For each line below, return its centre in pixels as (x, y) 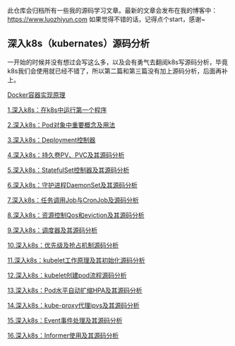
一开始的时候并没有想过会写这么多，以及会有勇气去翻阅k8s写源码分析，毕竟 (117, 62)
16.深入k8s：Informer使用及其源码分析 (63, 335)
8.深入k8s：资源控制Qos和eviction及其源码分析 (76, 215)
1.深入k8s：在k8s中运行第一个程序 (57, 110)
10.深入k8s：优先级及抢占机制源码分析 (63, 245)
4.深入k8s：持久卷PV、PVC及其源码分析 (66, 155)
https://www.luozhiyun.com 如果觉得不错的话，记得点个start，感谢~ (107, 19)
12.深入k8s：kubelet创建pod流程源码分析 (67, 275)
